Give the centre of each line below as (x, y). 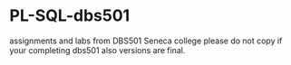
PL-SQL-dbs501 (70, 16)
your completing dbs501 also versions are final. (97, 50)
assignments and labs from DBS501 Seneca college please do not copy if (146, 41)
